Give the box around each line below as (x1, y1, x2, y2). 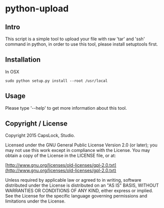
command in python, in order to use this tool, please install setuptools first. (5, 41, 158, 47)
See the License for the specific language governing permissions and (5, 193, 148, 199)
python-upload (5, 3, 69, 14)
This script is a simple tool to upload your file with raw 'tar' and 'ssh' (5, 36, 145, 42)
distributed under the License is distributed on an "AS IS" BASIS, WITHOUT (5, 182, 159, 189)
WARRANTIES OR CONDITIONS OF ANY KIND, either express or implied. (5, 188, 153, 194)
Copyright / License (5, 120, 68, 128)
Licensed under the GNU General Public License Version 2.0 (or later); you (5, 142, 158, 148)
